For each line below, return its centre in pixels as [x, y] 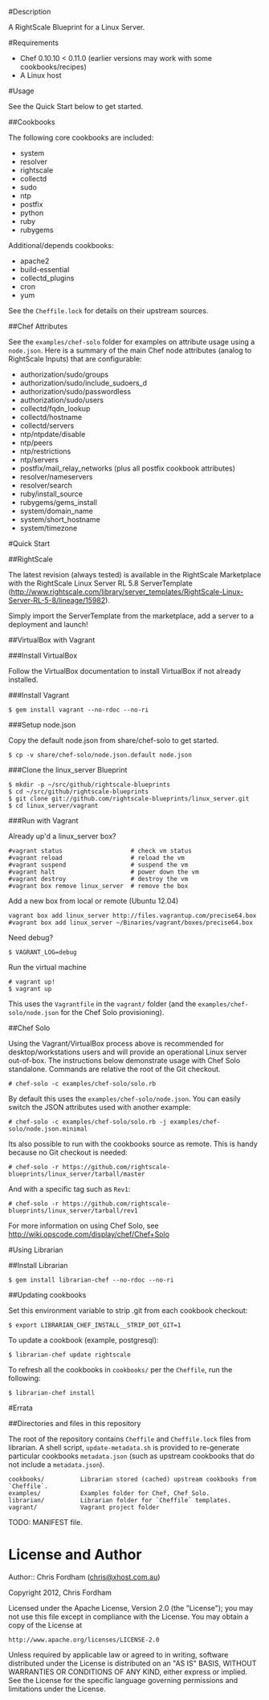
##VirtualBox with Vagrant [52, 640]
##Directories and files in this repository [75, 1423]
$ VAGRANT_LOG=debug [43, 952]
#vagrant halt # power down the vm [104, 872]
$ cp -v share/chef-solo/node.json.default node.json [100, 755]
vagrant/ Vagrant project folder [84, 1507]
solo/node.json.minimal [48, 1129]
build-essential [45, 269]
